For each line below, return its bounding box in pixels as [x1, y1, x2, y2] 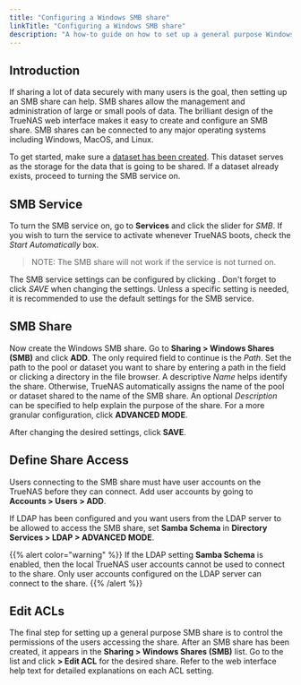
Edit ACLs [9, 604, 65, 619]
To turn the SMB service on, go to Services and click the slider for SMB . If [9, 220, 283, 231]
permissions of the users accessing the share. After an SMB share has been [9, 637, 289, 647]
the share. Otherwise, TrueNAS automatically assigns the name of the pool [9, 381, 285, 391]
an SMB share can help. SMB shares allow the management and [9, 96, 245, 107]
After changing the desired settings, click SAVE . [9, 426, 186, 437]
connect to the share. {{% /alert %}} [9, 578, 143, 588]
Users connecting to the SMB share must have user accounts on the [9, 476, 262, 487]
